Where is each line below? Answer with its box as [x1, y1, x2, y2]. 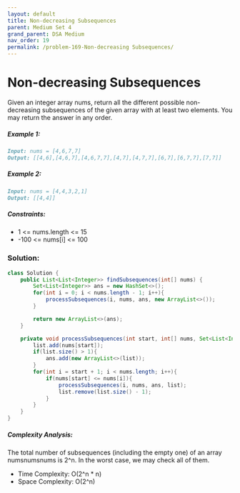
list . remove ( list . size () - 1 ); [58, 388, 152, 395]
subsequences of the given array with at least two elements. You [41, 105, 233, 114]
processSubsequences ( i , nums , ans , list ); [58, 382, 187, 389]
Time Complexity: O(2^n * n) [17, 469, 102, 478]
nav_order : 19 [7, 37, 50, 44]
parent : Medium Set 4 [7, 24, 72, 31]
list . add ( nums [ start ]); [33, 342, 104, 349]
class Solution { [7, 269, 59, 277]
